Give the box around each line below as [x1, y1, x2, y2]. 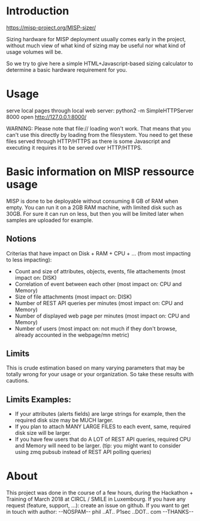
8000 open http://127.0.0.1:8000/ [6, 113, 87, 120]
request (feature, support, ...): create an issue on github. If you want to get [6, 502, 190, 509]
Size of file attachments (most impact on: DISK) [14, 293, 132, 300]
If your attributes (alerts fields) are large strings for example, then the [14, 410, 186, 418]
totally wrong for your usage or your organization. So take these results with [6, 371, 194, 378]
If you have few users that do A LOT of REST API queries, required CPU [14, 435, 191, 443]
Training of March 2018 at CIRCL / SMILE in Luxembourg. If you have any [6, 495, 186, 503]
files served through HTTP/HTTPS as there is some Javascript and [6, 138, 171, 145]
